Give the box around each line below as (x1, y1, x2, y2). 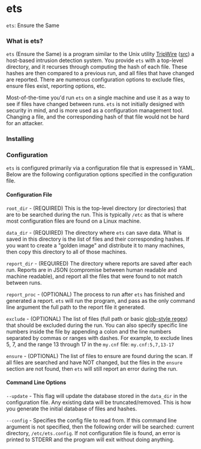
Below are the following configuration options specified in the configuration (6, 171, 193, 178)
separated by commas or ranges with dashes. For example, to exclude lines (6, 334, 193, 341)
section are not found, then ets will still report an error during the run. (6, 365, 178, 372)
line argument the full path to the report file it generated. (6, 303, 146, 311)
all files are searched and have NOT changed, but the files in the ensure (6, 359, 183, 366)
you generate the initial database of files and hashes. (6, 405, 137, 412)
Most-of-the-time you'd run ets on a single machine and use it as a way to (6, 94, 190, 101)
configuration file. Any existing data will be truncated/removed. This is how (6, 398, 191, 406)
